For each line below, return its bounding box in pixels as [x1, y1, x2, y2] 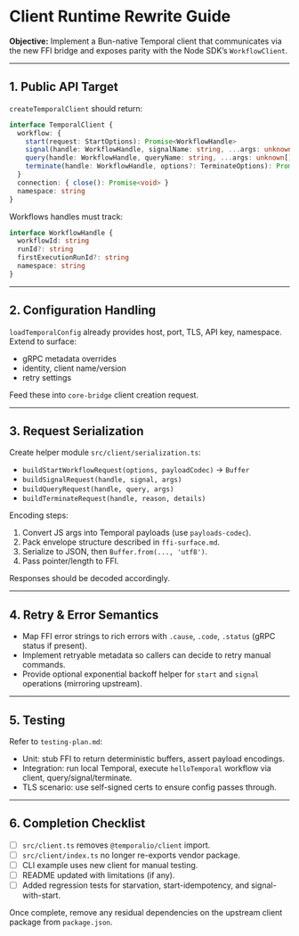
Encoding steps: [9, 510, 69, 521]
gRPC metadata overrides [21, 353, 117, 364]
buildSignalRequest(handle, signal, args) [21, 475, 182, 485]
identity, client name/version [21, 363, 127, 374]
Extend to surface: [9, 336, 77, 347]
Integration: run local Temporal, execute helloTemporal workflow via [21, 763, 271, 773]
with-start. [21, 890, 61, 901]
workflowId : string [17, 236, 90, 246]
